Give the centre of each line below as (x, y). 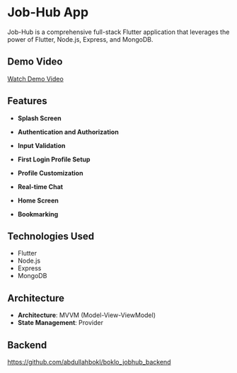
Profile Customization (50, 173)
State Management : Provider (60, 323)
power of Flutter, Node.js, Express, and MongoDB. (80, 39)
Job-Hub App (48, 12)
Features (27, 101)
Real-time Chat (40, 186)
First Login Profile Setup (54, 159)
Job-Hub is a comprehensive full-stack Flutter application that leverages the (118, 32)
